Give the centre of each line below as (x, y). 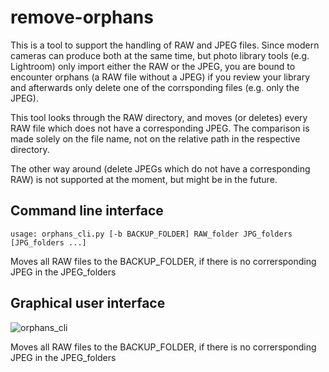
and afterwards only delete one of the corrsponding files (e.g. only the (155, 87)
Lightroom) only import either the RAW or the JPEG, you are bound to (153, 66)
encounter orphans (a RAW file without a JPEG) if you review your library (160, 77)
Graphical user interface (88, 303)
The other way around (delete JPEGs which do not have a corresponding (160, 168)
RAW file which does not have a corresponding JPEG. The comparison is (160, 128)
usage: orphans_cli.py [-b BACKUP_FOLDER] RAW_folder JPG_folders (151, 234)
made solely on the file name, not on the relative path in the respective (155, 138)
